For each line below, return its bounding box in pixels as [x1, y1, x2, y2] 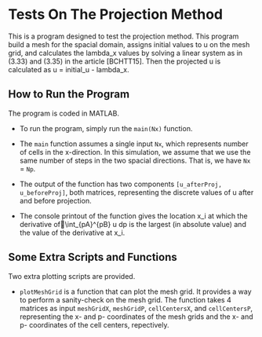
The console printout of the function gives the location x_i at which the [19, 211, 249, 221]
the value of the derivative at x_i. [19, 228, 126, 237]
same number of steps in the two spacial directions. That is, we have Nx [19, 156, 251, 165]
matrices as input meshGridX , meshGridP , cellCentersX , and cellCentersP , [19, 303, 253, 313]
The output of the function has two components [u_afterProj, [19, 179, 222, 189]
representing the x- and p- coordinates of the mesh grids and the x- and [19, 312, 253, 321]
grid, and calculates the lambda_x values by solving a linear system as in [8, 48, 243, 57]
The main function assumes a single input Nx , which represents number [19, 139, 249, 148]
